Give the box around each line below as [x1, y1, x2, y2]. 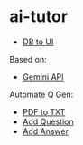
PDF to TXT [22, 106, 66, 117]
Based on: [9, 53, 47, 64]
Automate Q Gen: [9, 89, 74, 100]
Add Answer [22, 125, 69, 137]
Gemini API [22, 71, 65, 82]
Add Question [22, 116, 74, 127]
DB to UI [22, 36, 54, 47]
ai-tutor [9, 6, 69, 27]
